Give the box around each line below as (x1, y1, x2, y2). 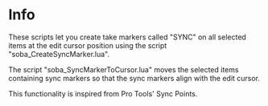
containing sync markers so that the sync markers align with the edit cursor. (8, 73, 260, 83)
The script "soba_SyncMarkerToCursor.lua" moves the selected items (8, 64, 239, 74)
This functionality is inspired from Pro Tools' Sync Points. (8, 88, 198, 98)
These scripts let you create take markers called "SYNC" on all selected (8, 32, 247, 42)
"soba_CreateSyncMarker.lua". (8, 49, 110, 59)
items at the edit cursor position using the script (8, 40, 167, 50)
